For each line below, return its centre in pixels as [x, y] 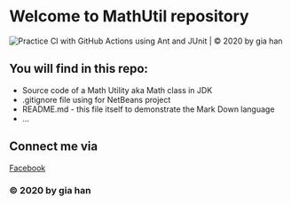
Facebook [28, 168]
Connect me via [54, 147]
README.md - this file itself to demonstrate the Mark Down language [148, 109]
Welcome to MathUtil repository [130, 16]
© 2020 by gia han [50, 191]
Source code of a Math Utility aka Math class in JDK [117, 90]
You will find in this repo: [79, 69]
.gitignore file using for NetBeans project [96, 99]
